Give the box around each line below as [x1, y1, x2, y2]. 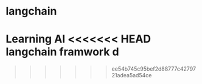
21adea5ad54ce [111, 72, 152, 79]
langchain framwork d [5, 45, 119, 59]
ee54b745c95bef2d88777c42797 [111, 65, 196, 72]
